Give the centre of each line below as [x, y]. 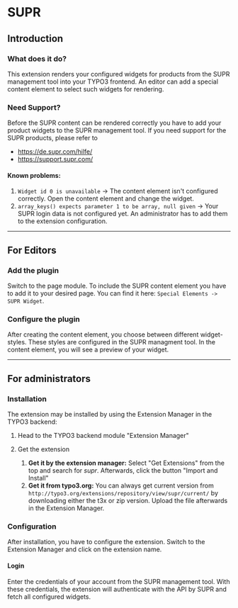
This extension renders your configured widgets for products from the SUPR [119, 74]
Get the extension [43, 449]
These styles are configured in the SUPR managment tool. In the [122, 342]
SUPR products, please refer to [52, 138]
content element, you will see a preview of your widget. [88, 350]
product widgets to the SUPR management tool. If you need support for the [117, 130]
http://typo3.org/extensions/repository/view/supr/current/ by [123, 493]
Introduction [35, 39]
